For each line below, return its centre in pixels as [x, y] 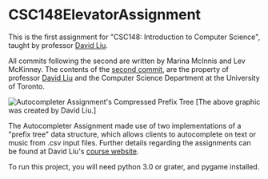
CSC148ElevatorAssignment [105, 15]
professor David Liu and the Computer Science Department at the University [134, 78]
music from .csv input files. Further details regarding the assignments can [130, 142]
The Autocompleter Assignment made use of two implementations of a [125, 125]
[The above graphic [228, 101]
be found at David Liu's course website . [74, 151]
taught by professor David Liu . [58, 45]
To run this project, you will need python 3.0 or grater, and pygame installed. [134, 166]
